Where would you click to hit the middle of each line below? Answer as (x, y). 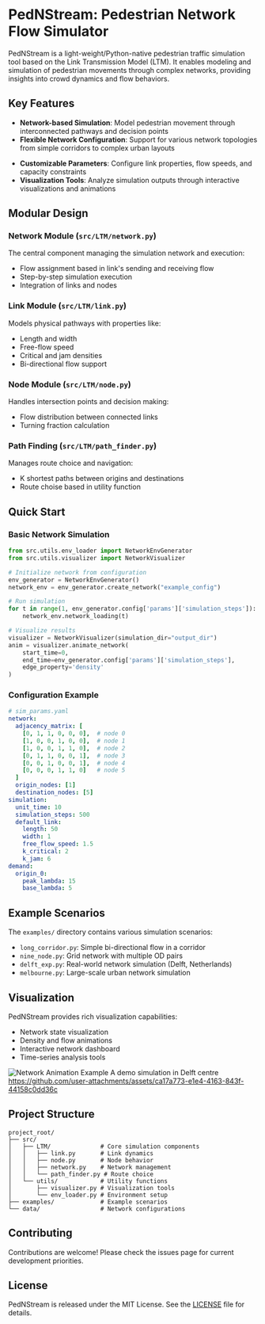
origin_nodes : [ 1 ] (46, 785)
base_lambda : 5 (47, 888)
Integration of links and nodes (68, 285)
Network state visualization (64, 1032)
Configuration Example (53, 695)
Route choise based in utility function (80, 487)
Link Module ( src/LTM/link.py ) (67, 306)
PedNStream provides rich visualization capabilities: (93, 1017)
